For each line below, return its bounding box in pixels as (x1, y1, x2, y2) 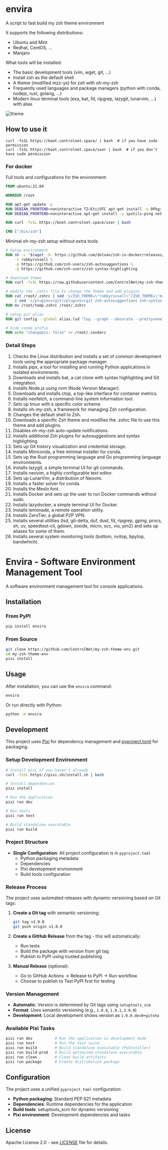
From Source (5, 636, 37, 643)
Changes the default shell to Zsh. (12, 411, 81, 417)
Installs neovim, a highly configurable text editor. (12, 470, 113, 476)
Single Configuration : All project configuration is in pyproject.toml (12, 850, 151, 856)
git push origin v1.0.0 (12, 924, 63, 929)
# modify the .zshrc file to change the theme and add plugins (5, 289, 140, 294)
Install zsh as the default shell (12, 74, 74, 80)
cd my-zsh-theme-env (5, 652, 49, 657)
